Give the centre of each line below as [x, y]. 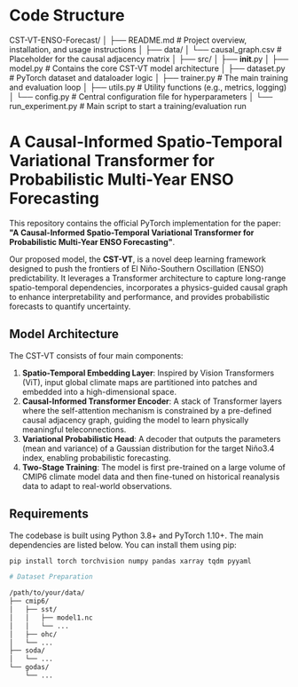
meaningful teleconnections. [74, 429]
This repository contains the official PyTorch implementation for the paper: [145, 223]
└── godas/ [29, 667]
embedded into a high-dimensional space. [99, 391]
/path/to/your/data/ [47, 593]
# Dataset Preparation [51, 577]
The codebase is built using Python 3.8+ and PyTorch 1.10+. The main [136, 535]
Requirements [49, 514]
